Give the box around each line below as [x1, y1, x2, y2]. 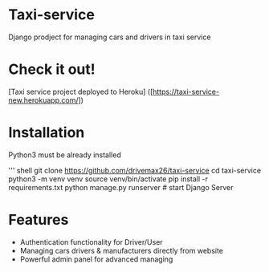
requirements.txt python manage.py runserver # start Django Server [8, 182, 234, 192]
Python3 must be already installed [8, 150, 122, 160]
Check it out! [8, 60, 96, 79]
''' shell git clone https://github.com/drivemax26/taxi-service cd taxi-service [8, 165, 262, 175]
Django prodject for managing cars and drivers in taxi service [8, 32, 211, 42]
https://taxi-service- [152, 87, 219, 96]
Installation [8, 124, 85, 142]
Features [8, 211, 69, 229]
